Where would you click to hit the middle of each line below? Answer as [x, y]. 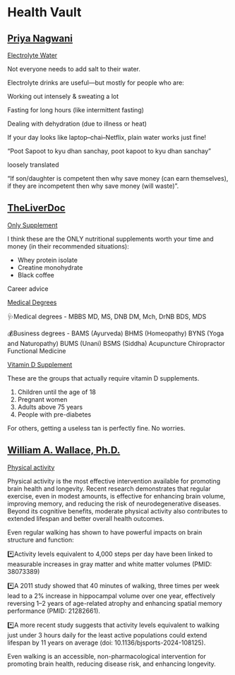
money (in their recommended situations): [68, 246]
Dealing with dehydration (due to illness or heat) [77, 124]
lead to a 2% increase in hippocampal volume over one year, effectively [111, 596]
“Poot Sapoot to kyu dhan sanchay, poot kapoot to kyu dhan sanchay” [109, 151]
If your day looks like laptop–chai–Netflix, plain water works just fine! [107, 137]
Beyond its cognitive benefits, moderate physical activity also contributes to [117, 511]
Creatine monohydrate [50, 267]
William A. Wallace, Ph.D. [64, 450]
